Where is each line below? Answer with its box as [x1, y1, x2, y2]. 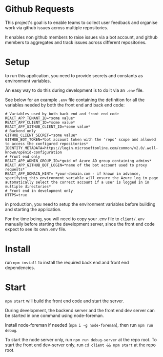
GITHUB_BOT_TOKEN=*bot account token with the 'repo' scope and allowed [5, 137, 156, 142]
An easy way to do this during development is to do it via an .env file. [5, 87, 144, 93]
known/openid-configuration [5, 150, 62, 155]
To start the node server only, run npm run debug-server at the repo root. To [5, 336, 157, 342]
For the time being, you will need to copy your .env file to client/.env [5, 216, 145, 222]
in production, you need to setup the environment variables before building [5, 201, 156, 207]
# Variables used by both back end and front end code [5, 111, 119, 116]
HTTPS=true [5, 192, 27, 197]
